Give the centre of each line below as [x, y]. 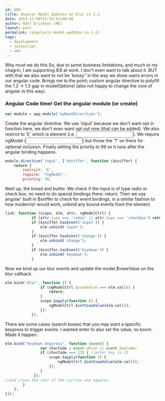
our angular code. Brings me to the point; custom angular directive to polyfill [82, 80]
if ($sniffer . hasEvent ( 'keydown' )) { [70, 250]
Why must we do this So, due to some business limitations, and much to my [82, 65]
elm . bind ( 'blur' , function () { [38, 283]
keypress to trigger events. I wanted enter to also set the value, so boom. [79, 329]
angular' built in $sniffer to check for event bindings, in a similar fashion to [80, 199]
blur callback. [19, 274]
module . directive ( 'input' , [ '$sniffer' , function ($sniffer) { [71, 161]
